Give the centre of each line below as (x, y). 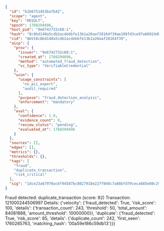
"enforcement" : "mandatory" (47, 102)
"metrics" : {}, (25, 152)
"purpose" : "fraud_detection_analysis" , (60, 97)
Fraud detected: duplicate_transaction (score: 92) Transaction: (68, 197)
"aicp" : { (19, 43)
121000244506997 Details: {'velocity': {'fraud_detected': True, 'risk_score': (81, 203)
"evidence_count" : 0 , (40, 120)
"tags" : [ (19, 161)
